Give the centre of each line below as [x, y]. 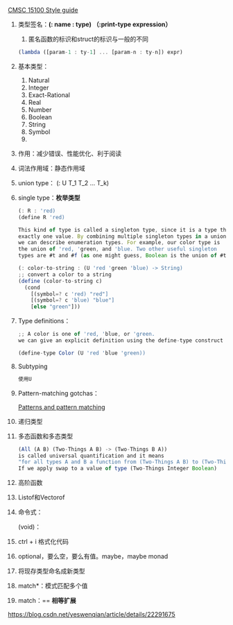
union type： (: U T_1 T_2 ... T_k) [63, 182]
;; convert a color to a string [64, 274]
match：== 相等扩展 [47, 601]
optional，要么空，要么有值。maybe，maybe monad [93, 556]
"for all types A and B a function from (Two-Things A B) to [108, 462]
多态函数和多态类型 [45, 436]
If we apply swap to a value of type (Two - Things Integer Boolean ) [118, 469]
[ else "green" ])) [56, 307]
